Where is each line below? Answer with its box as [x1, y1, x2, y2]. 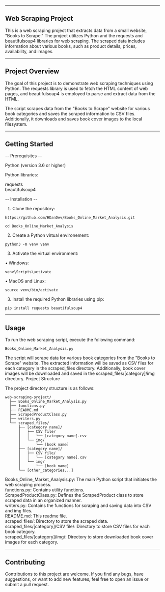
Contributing [5, 558, 45, 566]
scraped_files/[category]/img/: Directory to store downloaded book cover [5, 534, 154, 540]
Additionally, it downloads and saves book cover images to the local [5, 116, 142, 122]
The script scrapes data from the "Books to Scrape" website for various [5, 105, 150, 111]
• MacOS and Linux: [5, 278, 46, 284]
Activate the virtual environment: [12, 251, 79, 256]
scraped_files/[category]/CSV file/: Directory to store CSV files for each [5, 524, 150, 530]
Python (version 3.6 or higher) [5, 163, 66, 169]
